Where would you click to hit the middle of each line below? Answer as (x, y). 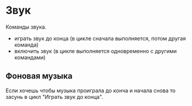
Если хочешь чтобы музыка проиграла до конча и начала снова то (91, 91)
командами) (30, 57)
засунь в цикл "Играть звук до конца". (55, 96)
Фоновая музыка (39, 76)
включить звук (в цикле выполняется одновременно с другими (95, 51)
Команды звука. (26, 27)
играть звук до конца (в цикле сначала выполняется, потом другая (100, 38)
